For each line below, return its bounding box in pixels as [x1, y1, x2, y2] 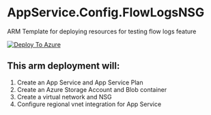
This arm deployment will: [7, 60, 120, 72]
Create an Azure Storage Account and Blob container [16, 85, 167, 93]
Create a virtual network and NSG [16, 93, 112, 101]
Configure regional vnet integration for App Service [16, 100, 162, 108]
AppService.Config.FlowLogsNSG [7, 5, 205, 20]
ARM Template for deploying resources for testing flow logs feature [7, 27, 197, 35]
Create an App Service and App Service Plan [16, 78, 143, 86]
